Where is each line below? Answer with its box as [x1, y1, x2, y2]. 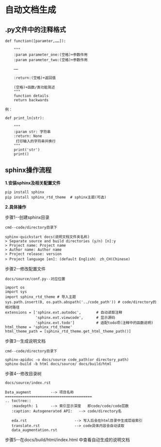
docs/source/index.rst [5, 380, 51, 385]
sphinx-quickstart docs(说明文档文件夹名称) [5, 234, 90, 239]
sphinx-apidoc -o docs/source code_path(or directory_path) [5, 357, 129, 362]
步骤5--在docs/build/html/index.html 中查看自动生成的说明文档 [5, 437, 130, 443]
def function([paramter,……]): [5, 39, 66, 43]
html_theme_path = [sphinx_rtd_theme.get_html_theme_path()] [5, 329, 131, 334]
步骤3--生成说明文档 [5, 338, 46, 344]
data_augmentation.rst [11, 428, 57, 432]
